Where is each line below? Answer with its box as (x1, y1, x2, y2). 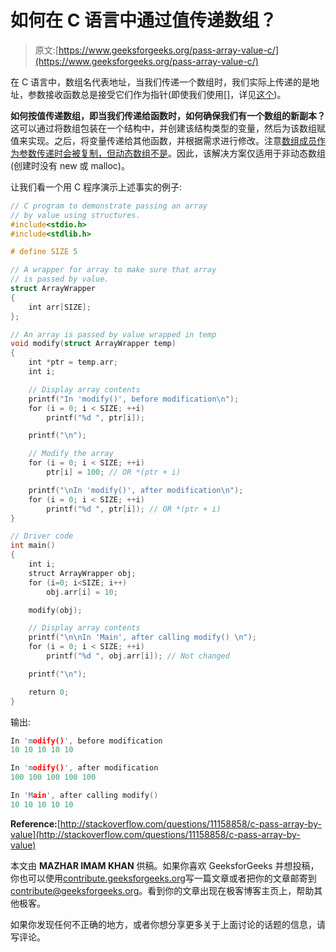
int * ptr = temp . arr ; (28, 357, 118, 368)
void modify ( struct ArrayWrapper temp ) (10, 339, 177, 349)
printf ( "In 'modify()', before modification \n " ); (28, 394, 240, 404)
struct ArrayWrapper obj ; (28, 568, 137, 578)
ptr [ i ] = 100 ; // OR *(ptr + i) (46, 467, 182, 478)
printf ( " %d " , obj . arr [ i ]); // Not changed (46, 651, 230, 661)
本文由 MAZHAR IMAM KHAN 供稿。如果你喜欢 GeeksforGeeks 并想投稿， (10, 859, 320, 871)
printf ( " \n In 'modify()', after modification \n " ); (28, 485, 244, 495)
